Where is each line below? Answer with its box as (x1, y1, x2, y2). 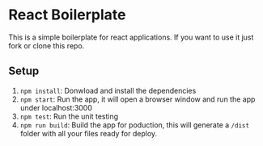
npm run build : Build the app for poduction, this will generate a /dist (19, 119, 249, 130)
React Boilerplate (8, 6, 126, 24)
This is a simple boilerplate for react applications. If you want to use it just (8, 32, 254, 42)
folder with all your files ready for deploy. (19, 128, 158, 138)
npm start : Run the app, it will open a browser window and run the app (19, 94, 256, 104)
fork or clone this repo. (8, 40, 85, 50)
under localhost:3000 (19, 102, 93, 112)
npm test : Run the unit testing (19, 111, 119, 121)
